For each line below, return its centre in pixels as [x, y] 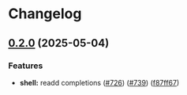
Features [26, 66]
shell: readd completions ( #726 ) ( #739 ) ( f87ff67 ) [99, 82]
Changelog [45, 14]
